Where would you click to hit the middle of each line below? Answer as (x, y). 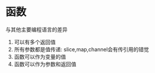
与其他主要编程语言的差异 (37, 29)
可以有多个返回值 (35, 42)
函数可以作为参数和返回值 (45, 64)
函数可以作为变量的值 (40, 57)
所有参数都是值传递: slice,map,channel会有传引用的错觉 (82, 49)
